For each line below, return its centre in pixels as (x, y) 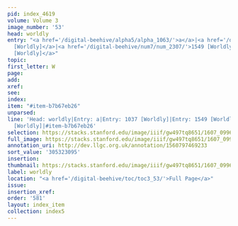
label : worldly (30, 172)
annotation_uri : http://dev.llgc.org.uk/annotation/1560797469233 (107, 146)
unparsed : (22, 113)
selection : (23, 132)
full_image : (25, 139)
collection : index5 (36, 212)
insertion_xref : (31, 192)
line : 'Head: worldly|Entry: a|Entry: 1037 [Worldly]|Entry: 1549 (107, 119)
